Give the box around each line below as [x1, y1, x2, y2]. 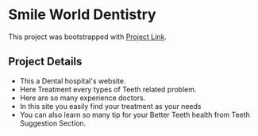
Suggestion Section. [19, 118, 87, 128]
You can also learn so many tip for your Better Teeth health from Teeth [19, 110, 250, 119]
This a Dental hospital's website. [19, 76, 126, 85]
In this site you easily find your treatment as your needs [19, 101, 202, 111]
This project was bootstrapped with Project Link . [8, 32, 167, 41]
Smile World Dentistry [8, 6, 156, 24]
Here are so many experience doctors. [19, 93, 146, 103]
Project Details [8, 55, 83, 68]
